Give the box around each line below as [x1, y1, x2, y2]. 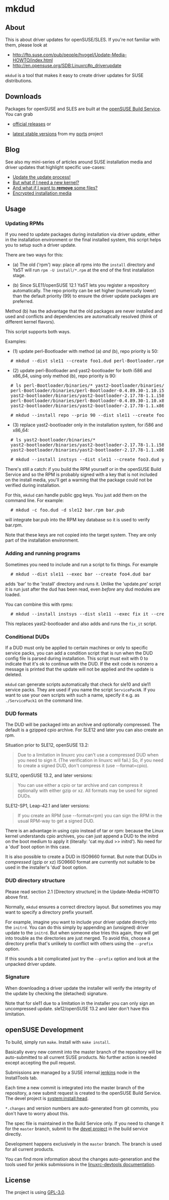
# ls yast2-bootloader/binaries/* [10, 437, 96, 443]
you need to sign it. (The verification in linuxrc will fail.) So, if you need [17, 757, 163, 764]
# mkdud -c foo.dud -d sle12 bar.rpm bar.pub [10, 507, 125, 513]
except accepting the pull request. [5, 1059, 76, 1065]
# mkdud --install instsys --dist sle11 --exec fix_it [10, 611, 149, 617]
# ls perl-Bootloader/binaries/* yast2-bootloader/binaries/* [10, 383, 167, 388]
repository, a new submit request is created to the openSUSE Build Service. [5, 1090, 162, 1096]
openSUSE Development [5, 1026, 84, 1034]
